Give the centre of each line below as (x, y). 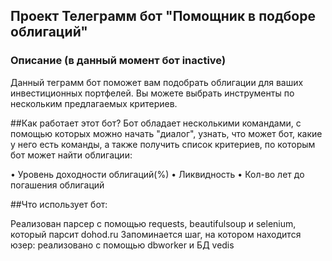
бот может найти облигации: (71, 155)
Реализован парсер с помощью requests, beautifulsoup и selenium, (153, 223)
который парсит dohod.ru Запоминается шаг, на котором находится (156, 234)
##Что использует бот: (59, 204)
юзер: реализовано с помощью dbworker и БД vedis (122, 245)
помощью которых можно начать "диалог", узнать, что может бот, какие (166, 133)
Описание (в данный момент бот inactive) (118, 61)
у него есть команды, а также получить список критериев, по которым (163, 144)
